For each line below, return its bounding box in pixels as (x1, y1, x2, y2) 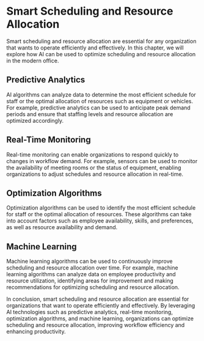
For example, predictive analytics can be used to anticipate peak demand (6, 104, 191, 111)
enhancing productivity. (6, 328, 66, 335)
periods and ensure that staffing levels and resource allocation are (6, 110, 173, 117)
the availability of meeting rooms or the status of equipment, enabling (6, 164, 181, 171)
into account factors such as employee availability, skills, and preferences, (6, 217, 194, 224)
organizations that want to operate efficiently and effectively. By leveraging (6, 302, 195, 309)
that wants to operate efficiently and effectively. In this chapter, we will (6, 44, 184, 51)
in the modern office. (6, 57, 59, 64)
